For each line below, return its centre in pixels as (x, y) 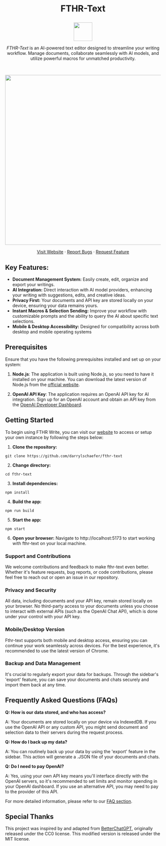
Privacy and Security (31, 590)
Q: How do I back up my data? (36, 742)
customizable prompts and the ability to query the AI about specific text (85, 316)
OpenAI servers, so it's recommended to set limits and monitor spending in (81, 781)
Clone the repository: (35, 447)
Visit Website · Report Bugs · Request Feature (83, 252)
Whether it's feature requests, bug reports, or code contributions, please (79, 572)
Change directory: (31, 465)
